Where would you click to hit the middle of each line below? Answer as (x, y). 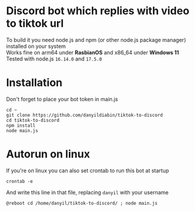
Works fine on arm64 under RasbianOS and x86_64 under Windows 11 (93, 52)
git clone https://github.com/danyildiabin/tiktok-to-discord (84, 115)
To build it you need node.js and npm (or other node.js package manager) (96, 40)
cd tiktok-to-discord (33, 120)
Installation (34, 83)
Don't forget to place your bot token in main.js (62, 99)
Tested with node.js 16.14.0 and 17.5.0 (54, 59)
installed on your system (36, 46)
